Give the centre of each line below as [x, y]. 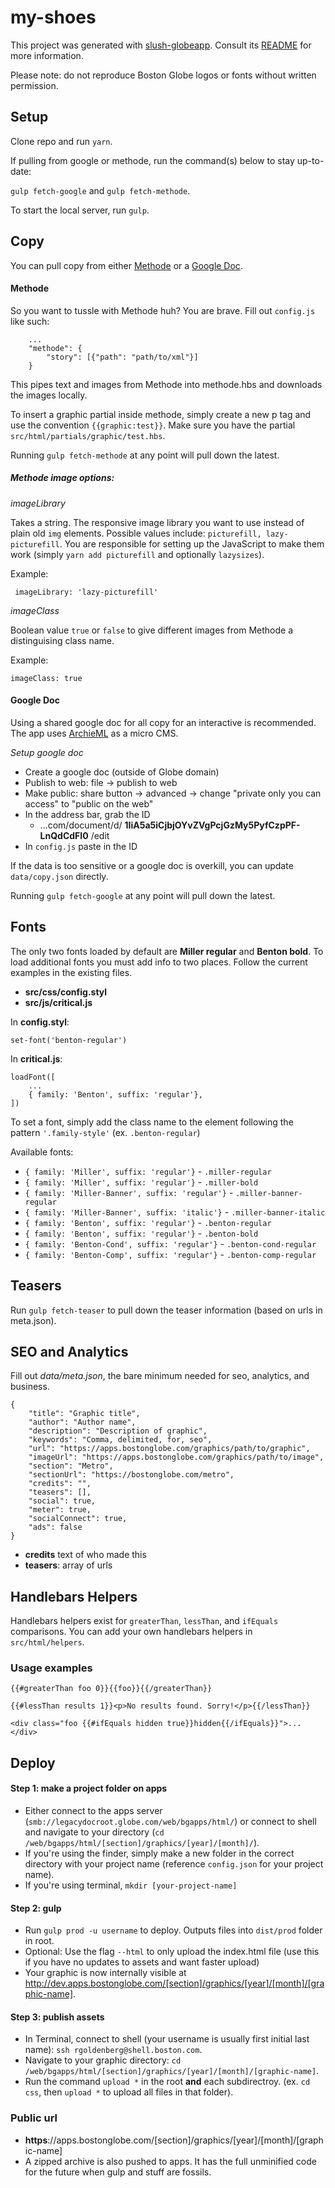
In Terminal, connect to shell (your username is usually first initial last [167, 2039]
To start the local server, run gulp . [80, 210]
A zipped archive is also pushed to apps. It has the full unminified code [170, 2161]
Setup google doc [47, 752]
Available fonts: [42, 1152]
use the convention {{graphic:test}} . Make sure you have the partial [153, 425]
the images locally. [49, 395]
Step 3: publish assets [57, 2017]
